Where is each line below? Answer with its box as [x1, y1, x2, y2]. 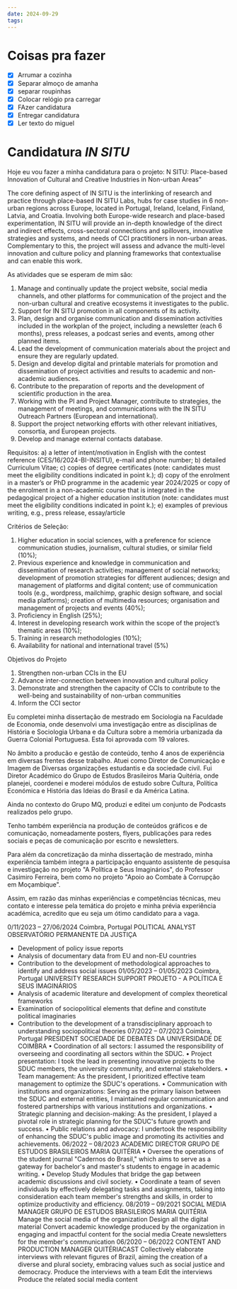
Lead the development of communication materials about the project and [17, 344, 231, 353]
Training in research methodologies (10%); [17, 633, 142, 642]
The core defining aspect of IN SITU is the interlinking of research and [7, 188, 212, 197]
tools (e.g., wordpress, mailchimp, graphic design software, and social [17, 589, 223, 597]
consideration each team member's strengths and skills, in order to [17, 1192, 214, 1200]
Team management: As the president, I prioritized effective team [17, 1072, 206, 1080]
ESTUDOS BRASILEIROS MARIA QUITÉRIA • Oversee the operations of [17, 1147, 224, 1155]
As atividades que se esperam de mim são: [7, 270, 133, 278]
